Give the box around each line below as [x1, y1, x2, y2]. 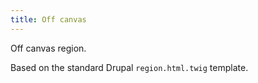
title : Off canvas [10, 14, 87, 25]
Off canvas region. [10, 42, 87, 54]
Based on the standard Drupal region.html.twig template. [10, 61, 249, 73]
